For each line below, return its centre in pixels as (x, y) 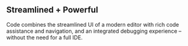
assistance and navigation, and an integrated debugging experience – (94, 31)
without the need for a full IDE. (45, 37)
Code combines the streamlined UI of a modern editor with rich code (93, 24)
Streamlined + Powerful (52, 10)
